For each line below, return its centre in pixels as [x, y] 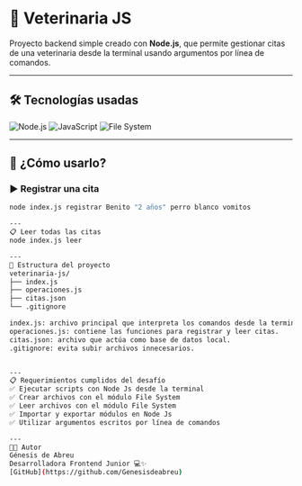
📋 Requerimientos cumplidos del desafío [88, 381]
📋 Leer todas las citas [55, 232]
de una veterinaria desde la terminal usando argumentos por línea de [137, 52]
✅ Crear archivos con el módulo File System [95, 398]
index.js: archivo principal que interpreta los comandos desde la [138, 323]
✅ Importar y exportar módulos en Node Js [91, 414]
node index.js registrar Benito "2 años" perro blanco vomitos [130, 207]
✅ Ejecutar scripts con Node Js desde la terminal [107, 389]
